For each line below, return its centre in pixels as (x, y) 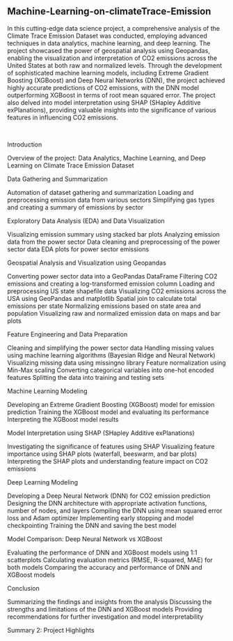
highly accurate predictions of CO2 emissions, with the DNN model (103, 87)
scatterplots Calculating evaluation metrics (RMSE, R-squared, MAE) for (110, 560)
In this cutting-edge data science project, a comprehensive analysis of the (114, 28)
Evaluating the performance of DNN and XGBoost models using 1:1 (102, 552)
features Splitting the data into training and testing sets (86, 377)
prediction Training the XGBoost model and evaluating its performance (108, 412)
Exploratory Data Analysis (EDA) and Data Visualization (86, 221)
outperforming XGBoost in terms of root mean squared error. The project (111, 95)
